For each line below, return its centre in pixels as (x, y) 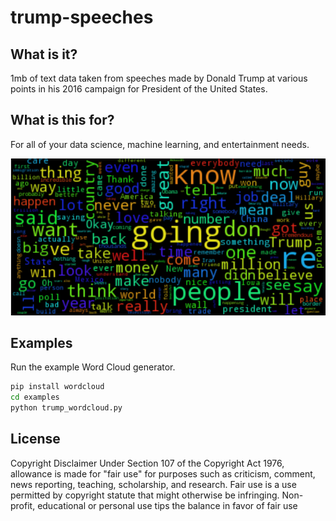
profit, (23, 505)
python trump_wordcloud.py (66, 408)
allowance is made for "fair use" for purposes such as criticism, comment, (163, 473)
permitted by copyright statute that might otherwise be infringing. (145, 495)
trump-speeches (82, 17)
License (35, 439)
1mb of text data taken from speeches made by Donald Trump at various (159, 78)
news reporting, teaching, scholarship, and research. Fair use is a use (153, 484)
